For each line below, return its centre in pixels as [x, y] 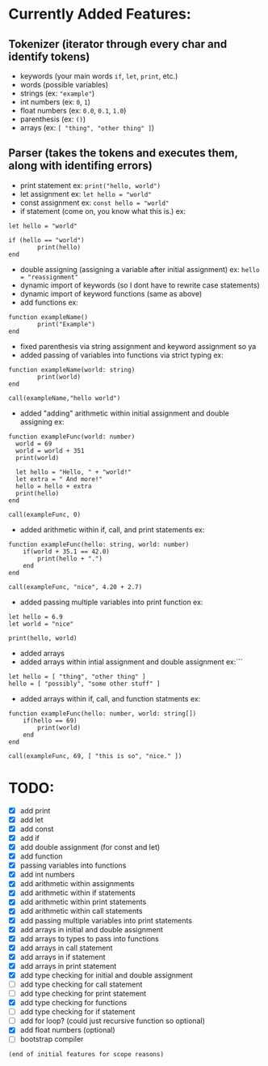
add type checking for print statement [83, 994]
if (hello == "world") [46, 240]
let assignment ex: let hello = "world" [86, 194]
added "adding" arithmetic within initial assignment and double [125, 413]
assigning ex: [42, 421]
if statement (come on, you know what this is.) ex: [103, 211]
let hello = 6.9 [36, 616]
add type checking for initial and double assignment [107, 975]
